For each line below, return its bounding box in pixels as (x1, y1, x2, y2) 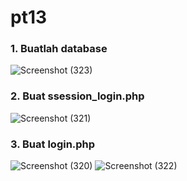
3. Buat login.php (10, 137, 96, 151)
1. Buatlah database (10, 42, 108, 56)
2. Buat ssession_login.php (10, 89, 145, 103)
